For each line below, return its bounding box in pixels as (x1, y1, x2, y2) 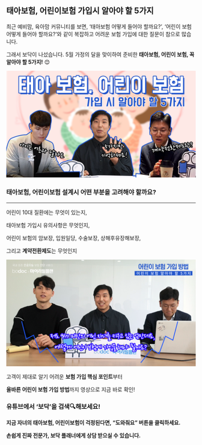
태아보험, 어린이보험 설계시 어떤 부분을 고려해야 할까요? (6, 188, 156, 197)
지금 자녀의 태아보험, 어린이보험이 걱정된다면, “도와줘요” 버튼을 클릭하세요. (6, 419, 181, 426)
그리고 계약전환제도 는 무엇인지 (6, 247, 78, 254)
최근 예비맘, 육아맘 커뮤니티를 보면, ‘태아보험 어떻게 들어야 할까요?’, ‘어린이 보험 (6, 23, 192, 30)
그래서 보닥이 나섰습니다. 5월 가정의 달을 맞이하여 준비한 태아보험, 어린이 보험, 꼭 (6, 51, 195, 58)
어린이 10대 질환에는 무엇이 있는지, (6, 209, 87, 216)
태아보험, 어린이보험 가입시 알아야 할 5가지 (6, 5, 155, 16)
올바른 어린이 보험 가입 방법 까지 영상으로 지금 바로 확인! (6, 386, 135, 393)
